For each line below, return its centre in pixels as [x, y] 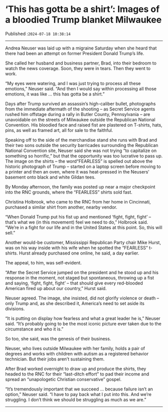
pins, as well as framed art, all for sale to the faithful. [59, 130]
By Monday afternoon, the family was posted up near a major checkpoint [80, 186]
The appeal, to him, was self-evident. [43, 262]
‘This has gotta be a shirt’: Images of [82, 9]
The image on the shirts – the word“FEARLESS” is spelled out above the [79, 161]
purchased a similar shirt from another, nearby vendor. [61, 207]
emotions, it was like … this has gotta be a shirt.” [55, 94]
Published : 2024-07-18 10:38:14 [38, 33]
